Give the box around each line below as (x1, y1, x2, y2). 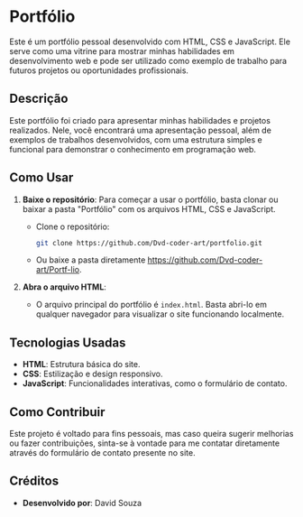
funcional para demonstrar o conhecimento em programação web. (9, 143, 257, 154)
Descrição (9, 91, 69, 106)
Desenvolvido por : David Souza (22, 497, 142, 508)
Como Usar (9, 170, 74, 186)
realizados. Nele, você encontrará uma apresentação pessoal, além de (9, 125, 272, 135)
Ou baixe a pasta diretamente (35, 254, 146, 265)
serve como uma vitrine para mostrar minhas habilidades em (9, 45, 234, 56)
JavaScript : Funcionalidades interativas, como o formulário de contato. (22, 378, 288, 389)
